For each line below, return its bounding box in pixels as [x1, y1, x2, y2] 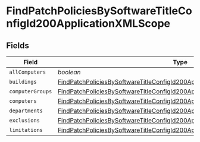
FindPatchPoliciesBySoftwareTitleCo [6, 4, 192, 18]
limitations [9, 127, 43, 133]
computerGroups [9, 88, 52, 94]
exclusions [9, 117, 40, 124]
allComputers [9, 69, 46, 75]
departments [9, 108, 43, 114]
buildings [9, 78, 37, 85]
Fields [6, 40, 30, 51]
